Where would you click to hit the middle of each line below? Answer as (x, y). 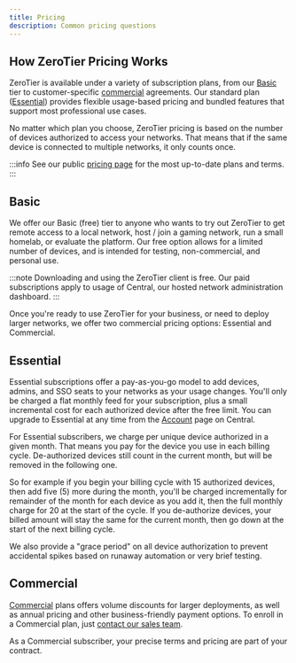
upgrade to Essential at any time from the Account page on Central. (132, 419)
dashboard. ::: (35, 297)
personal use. (34, 261)
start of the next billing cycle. (62, 529)
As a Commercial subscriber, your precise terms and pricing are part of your (148, 641)
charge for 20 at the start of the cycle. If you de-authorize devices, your (140, 510)
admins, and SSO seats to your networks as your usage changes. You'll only (148, 391)
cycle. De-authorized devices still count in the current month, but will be (141, 455)
